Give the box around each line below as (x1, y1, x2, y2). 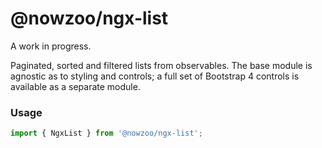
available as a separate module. (10, 80, 141, 92)
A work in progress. (10, 40, 92, 52)
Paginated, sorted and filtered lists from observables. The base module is (10, 59, 313, 71)
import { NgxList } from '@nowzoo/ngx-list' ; (10, 128, 203, 139)
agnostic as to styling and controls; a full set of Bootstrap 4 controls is (10, 70, 300, 82)
